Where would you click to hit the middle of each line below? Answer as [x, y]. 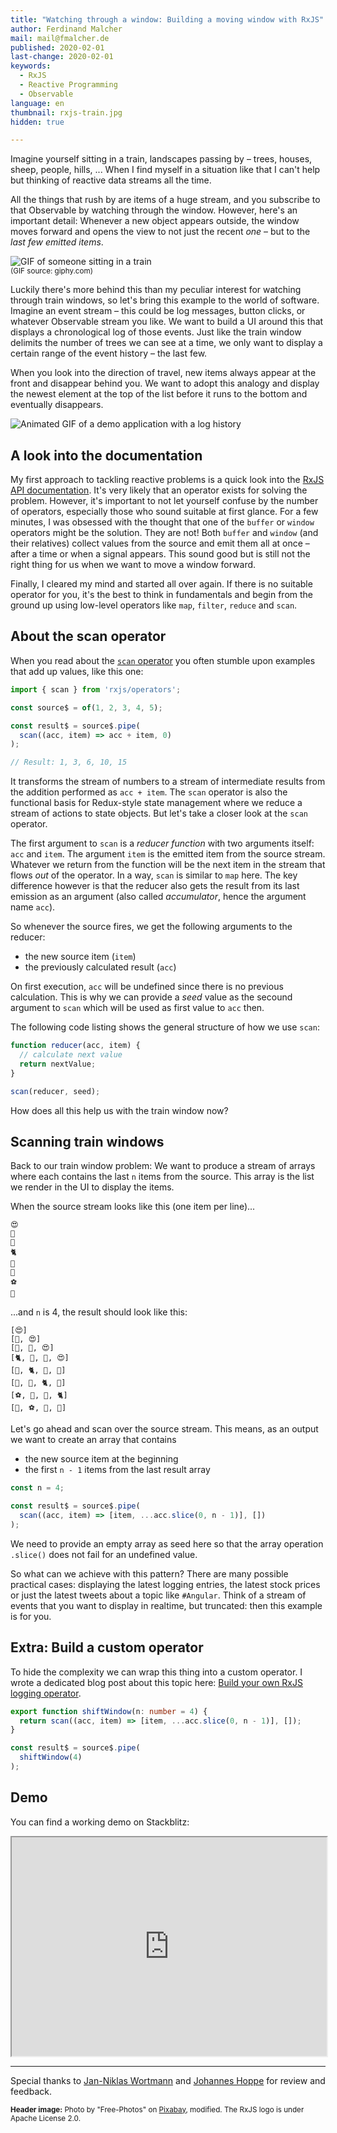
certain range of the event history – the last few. [109, 353]
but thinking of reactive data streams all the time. [111, 180]
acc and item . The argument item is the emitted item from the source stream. [168, 854]
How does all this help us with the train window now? [119, 1110]
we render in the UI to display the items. [92, 1187]
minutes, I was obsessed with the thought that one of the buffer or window [162, 522]
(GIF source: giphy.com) [51, 271]
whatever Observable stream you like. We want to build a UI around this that [167, 322]
